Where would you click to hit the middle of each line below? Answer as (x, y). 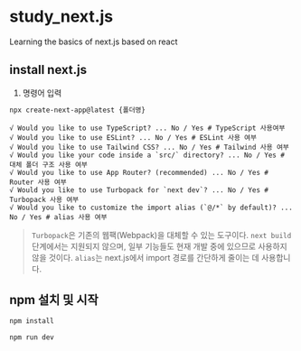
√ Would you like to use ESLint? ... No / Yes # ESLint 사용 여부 (133, 137)
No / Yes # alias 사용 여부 (58, 217)
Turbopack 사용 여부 (44, 199)
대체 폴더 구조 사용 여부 (49, 164)
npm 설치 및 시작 (54, 300)
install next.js (48, 70)
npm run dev (32, 337)
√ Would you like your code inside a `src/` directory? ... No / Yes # (147, 155)
